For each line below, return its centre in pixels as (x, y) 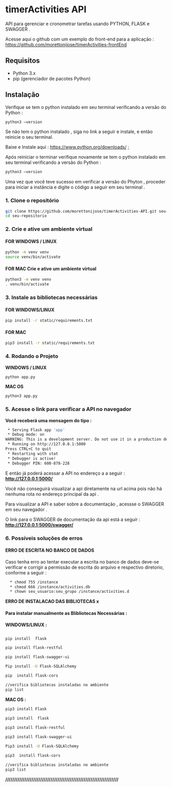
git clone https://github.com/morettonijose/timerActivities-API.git (81, 211)
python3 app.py (21, 396)
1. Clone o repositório (32, 200)
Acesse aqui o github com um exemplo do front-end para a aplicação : (80, 39)
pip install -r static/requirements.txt (49, 321)
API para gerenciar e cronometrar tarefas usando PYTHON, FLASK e (78, 24)
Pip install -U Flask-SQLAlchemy (41, 666)
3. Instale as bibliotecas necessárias (51, 297)
